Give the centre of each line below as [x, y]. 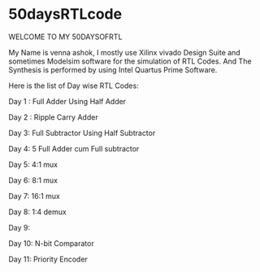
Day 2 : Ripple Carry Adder [54, 117]
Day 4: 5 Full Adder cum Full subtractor [74, 148]
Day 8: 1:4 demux [37, 212]
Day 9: [19, 227]
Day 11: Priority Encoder [48, 259]
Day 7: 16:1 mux [35, 195]
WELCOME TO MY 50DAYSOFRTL [65, 37]
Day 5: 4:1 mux [33, 165]
